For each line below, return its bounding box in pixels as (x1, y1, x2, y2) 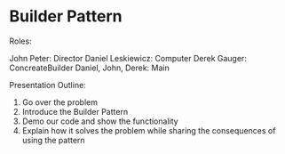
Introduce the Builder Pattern (21, 106, 129, 117)
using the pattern (21, 134, 86, 145)
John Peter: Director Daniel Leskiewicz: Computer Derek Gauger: (9, 53, 247, 63)
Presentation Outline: (9, 79, 86, 90)
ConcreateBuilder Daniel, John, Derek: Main (9, 62, 170, 73)
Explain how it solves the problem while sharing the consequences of (21, 125, 276, 135)
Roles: (9, 36, 33, 46)
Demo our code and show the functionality (21, 116, 179, 126)
